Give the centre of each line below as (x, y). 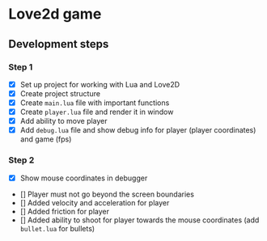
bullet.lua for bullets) (57, 228)
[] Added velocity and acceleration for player (95, 202)
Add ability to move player (64, 121)
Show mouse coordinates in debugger (84, 178)
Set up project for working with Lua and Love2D (100, 84)
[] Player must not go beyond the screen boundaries (107, 194)
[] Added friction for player (64, 211)
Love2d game (55, 14)
